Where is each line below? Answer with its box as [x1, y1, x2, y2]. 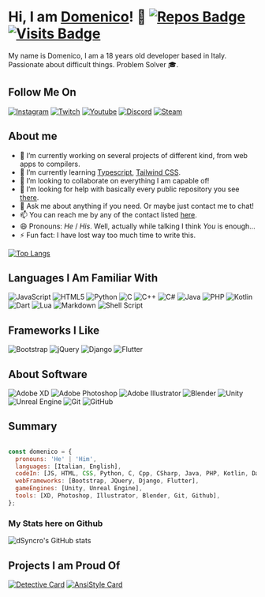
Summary [8, 420, 58, 433]
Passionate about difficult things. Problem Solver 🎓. [8, 59, 179, 69]
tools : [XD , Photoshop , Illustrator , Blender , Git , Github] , [15, 492, 221, 500]
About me [8, 130, 58, 143]
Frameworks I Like [8, 323, 100, 337]
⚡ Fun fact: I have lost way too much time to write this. [19, 230, 196, 240]
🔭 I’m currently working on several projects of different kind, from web [19, 150, 248, 160]
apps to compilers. [19, 159, 80, 168]
